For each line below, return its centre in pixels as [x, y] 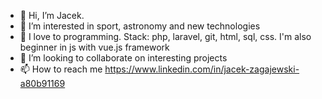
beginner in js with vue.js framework [94, 47]
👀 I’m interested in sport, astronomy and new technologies [140, 26]
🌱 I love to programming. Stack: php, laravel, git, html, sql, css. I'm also [165, 36]
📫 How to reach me [61, 69]
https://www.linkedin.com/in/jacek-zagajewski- [202, 69]
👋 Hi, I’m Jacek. [52, 15]
